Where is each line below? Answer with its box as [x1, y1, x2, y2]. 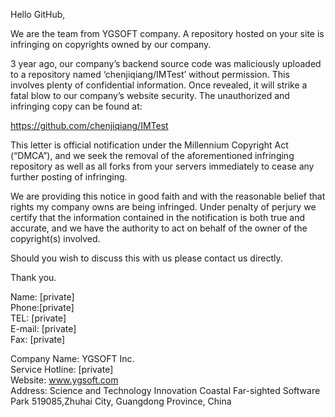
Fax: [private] [10, 334, 66, 345]
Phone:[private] [10, 302, 75, 313]
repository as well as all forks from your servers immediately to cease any [10, 160, 315, 172]
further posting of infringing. [10, 171, 128, 183]
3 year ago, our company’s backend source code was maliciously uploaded [10, 58, 322, 69]
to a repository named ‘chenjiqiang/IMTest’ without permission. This [10, 69, 290, 80]
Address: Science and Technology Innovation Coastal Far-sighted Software [10, 385, 321, 396]
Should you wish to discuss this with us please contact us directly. [10, 252, 283, 264]
